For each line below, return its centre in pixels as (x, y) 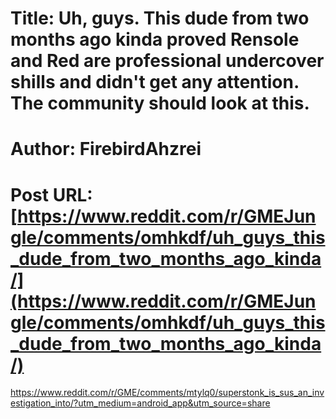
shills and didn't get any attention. (155, 82)
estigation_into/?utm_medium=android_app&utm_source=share (140, 403)
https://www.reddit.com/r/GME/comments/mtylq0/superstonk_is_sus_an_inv (167, 393)
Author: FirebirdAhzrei (106, 149)
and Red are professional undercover (167, 61)
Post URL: (51, 194)
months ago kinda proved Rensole (155, 39)
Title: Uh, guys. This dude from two (160, 18)
